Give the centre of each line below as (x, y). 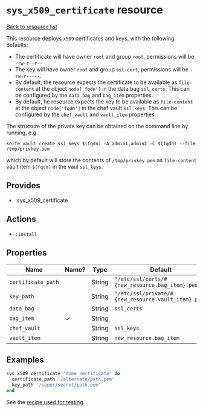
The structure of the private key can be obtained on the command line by (97, 126)
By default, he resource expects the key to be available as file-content (104, 101)
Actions (21, 219)
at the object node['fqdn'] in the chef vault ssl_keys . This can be (96, 108)
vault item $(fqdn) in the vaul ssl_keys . (55, 166)
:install (26, 234)
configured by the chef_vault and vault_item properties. (85, 114)
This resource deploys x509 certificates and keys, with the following (90, 38)
